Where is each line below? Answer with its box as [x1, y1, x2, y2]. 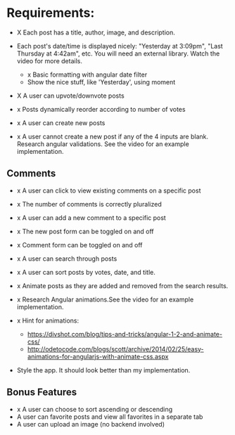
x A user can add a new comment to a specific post [16, 213, 166, 222]
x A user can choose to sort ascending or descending [16, 405, 173, 413]
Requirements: [6, 5, 95, 21]
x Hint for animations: [16, 316, 80, 325]
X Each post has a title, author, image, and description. [16, 28, 175, 37]
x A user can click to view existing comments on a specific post [16, 186, 201, 195]
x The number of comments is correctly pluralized [16, 200, 163, 208]
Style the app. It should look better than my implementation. [16, 365, 191, 374]
